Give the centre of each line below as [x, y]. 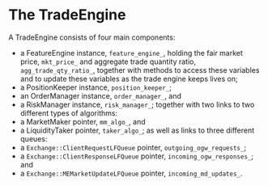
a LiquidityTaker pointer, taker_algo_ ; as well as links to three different [137, 130]
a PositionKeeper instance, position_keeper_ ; [96, 87]
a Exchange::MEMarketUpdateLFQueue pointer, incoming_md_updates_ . [131, 173]
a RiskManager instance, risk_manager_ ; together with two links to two [137, 104]
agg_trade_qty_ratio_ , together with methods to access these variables [140, 70]
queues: [34, 138]
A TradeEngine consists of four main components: [92, 37]
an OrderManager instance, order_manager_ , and [101, 95]
